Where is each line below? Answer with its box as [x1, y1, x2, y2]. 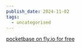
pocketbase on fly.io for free [6, 36, 75, 43]
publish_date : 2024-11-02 [6, 8, 69, 15]
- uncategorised [11, 19, 51, 25]
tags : [6, 14, 19, 20]
